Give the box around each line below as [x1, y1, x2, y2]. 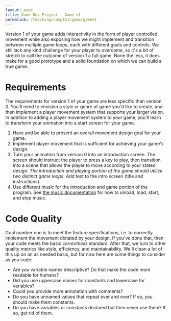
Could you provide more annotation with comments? [12, 288, 124, 294]
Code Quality [5, 213, 62, 225]
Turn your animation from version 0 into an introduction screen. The [12, 152, 156, 158]
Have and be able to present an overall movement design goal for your [12, 130, 161, 136]
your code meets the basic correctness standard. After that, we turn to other [5, 240, 166, 246]
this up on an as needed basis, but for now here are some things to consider [5, 251, 166, 258]
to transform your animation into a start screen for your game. [5, 120, 135, 126]
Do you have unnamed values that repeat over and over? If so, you [12, 294, 153, 300]
